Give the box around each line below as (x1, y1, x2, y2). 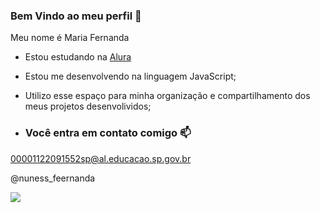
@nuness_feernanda (10, 172, 96, 184)
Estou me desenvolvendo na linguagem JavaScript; (24, 70, 237, 83)
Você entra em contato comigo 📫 (24, 126, 192, 140)
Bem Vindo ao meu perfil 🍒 (10, 9, 142, 23)
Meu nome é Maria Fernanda (10, 32, 130, 44)
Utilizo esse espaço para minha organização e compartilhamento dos (24, 90, 311, 102)
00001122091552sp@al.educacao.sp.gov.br (10, 152, 192, 164)
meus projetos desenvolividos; (24, 100, 152, 113)
